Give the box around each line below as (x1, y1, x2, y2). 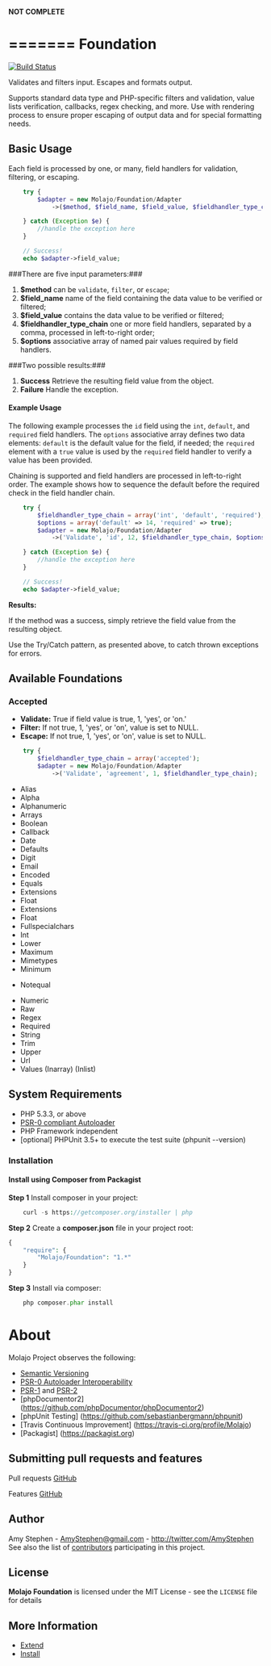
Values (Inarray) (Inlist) (19, 1064, 97, 1074)
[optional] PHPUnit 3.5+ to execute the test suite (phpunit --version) (19, 1134, 246, 1145)
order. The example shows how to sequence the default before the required (8, 479, 260, 489)
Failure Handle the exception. (19, 384, 119, 394)
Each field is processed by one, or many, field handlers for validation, (8, 163, 239, 173)
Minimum (19, 964, 52, 973)
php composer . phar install (23, 1299, 114, 1307)
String (19, 1029, 41, 1040)
